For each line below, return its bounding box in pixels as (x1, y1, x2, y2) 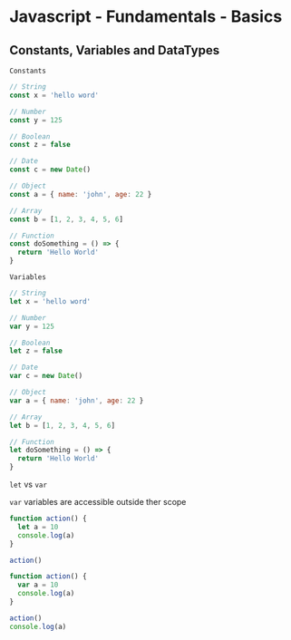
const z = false (9, 141, 71, 150)
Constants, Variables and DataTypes (9, 43, 220, 58)
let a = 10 (17, 522, 59, 531)
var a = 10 (17, 580, 59, 590)
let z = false (9, 346, 63, 355)
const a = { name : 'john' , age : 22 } (9, 189, 152, 199)
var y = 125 (9, 322, 54, 331)
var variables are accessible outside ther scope (9, 497, 187, 507)
